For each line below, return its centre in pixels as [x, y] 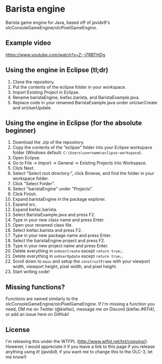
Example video [28, 43]
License [18, 330]
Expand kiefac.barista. [35, 210]
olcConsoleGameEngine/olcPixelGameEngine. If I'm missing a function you [80, 304]
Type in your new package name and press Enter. [62, 235]
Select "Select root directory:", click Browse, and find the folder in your [83, 173]
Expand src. [24, 204]
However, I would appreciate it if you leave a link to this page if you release [80, 346]
